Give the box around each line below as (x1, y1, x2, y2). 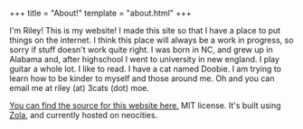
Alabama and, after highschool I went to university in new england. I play (9, 54, 280, 64)
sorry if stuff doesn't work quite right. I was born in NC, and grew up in (9, 44, 273, 55)
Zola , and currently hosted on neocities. (9, 110, 158, 120)
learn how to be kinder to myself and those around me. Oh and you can (9, 73, 275, 84)
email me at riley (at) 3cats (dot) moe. (9, 83, 150, 93)
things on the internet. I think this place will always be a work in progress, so (9, 35, 294, 45)
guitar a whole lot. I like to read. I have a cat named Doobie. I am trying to (9, 63, 282, 74)
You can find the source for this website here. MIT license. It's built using (9, 100, 282, 111)
